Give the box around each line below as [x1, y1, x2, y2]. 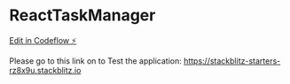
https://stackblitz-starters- [183, 55, 281, 66]
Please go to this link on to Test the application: [9, 55, 182, 66]
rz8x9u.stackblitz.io [9, 65, 82, 75]
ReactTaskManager [9, 5, 156, 26]
